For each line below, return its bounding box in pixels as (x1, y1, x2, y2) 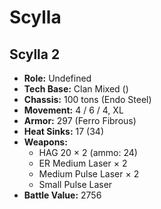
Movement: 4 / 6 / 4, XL (23, 104, 124, 116)
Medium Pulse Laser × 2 (38, 168, 140, 180)
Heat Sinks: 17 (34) (23, 126, 105, 137)
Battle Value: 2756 (23, 189, 102, 201)
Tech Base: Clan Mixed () (23, 83, 129, 95)
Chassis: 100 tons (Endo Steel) (23, 94, 152, 105)
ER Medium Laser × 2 (38, 157, 128, 169)
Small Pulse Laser (38, 179, 113, 190)
